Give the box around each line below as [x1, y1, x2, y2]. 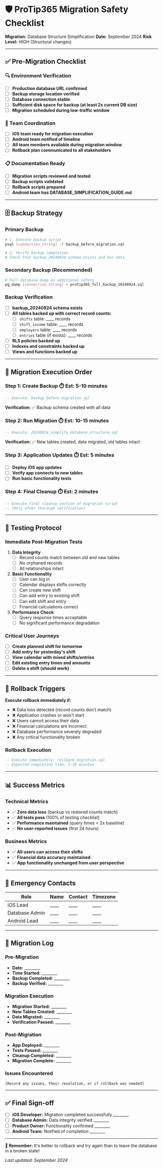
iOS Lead [7, 902, 28, 908]
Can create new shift [19, 587, 61, 593]
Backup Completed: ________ [12, 975, 70, 981]
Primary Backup [5, 226, 44, 233]
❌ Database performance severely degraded [12, 729, 102, 735]
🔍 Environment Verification [5, 73, 72, 79]
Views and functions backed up [12, 349, 78, 355]
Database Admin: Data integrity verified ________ [12, 1117, 109, 1123]
